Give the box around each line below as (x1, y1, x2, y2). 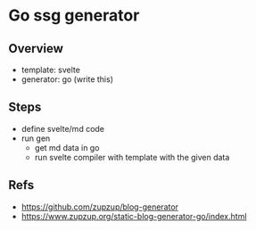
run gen (21, 133, 51, 144)
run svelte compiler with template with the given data (34, 152, 230, 162)
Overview (8, 41, 64, 56)
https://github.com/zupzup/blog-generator (21, 201, 179, 212)
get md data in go (34, 142, 100, 152)
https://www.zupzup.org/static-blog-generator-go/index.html (21, 210, 247, 221)
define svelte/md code (21, 123, 104, 134)
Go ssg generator (8, 5, 140, 26)
